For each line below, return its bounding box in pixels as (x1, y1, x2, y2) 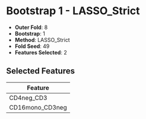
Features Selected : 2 (14, 49, 67, 56)
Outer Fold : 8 (14, 24, 48, 31)
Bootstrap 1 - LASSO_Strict (6, 4, 141, 18)
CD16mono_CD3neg (9, 103, 67, 111)
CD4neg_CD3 (9, 94, 47, 102)
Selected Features (6, 66, 75, 76)
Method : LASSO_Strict (14, 36, 70, 43)
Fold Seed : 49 (14, 43, 50, 50)
